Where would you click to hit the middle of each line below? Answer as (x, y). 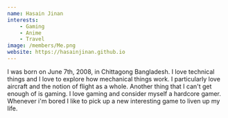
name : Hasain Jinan (35, 13)
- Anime (30, 33)
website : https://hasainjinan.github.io (67, 52)
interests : (23, 20)
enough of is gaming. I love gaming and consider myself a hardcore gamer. (114, 93)
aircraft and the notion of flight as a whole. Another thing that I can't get (109, 86)
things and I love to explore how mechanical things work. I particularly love (114, 79)
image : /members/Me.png (42, 46)
